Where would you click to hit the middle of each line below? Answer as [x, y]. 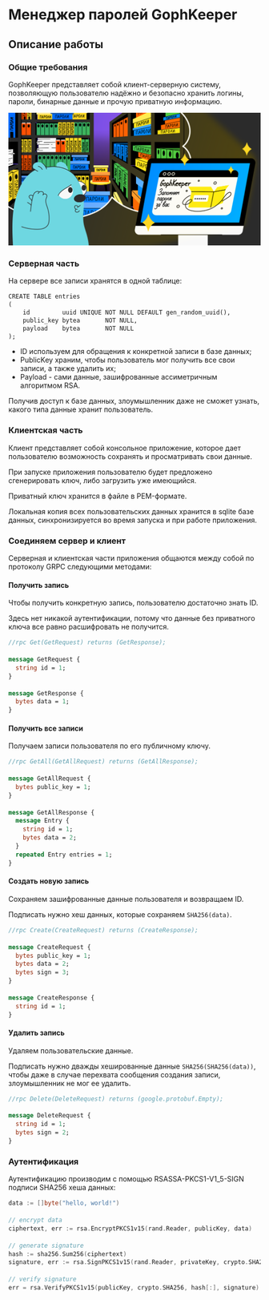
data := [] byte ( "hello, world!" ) [64, 1203]
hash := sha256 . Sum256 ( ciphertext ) [68, 1254]
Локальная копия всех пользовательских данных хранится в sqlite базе [131, 511]
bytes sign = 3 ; [42, 972]
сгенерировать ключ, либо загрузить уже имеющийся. [102, 480]
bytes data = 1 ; [42, 702]
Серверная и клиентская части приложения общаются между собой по [131, 558]
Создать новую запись [49, 881]
